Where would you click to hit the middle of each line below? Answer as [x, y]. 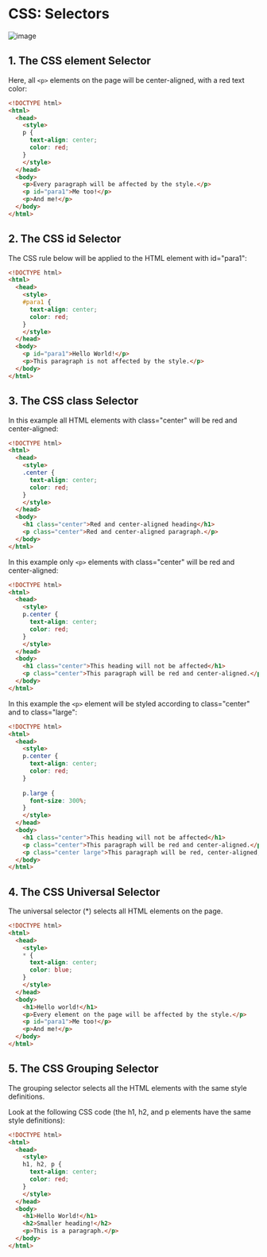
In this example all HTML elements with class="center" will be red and [123, 420]
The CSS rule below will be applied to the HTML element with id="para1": [128, 258]
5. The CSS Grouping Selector [83, 1069]
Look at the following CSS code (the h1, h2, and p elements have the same [130, 1111]
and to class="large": [43, 712]
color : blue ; [51, 970]
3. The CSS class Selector [74, 401]
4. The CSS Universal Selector [84, 892]
